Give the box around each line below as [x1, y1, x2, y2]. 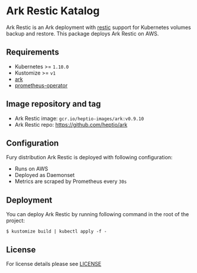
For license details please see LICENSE [6, 261, 102, 267]
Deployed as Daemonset [14, 172, 75, 179]
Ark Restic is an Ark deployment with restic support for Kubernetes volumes [6, 24, 191, 31]
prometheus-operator [14, 82, 68, 89]
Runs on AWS [14, 165, 49, 172]
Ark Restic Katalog [6, 4, 100, 18]
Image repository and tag [6, 99, 101, 109]
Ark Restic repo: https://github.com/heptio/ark [14, 121, 128, 128]
